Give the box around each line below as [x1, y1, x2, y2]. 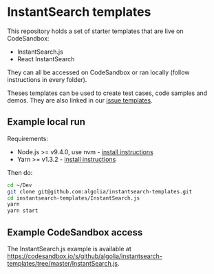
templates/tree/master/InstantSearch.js [7, 259, 118, 267]
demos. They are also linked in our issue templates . [7, 96, 153, 104]
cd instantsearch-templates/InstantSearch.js [7, 194, 140, 202]
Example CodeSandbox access [7, 226, 143, 238]
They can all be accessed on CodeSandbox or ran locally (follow [7, 68, 190, 76]
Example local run [7, 116, 86, 128]
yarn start [7, 207, 39, 214]
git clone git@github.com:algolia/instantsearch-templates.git [7, 188, 193, 195]
